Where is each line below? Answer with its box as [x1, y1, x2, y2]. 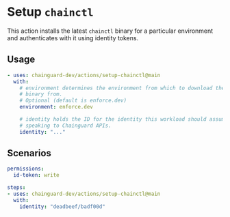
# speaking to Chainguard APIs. [19, 122, 112, 129]
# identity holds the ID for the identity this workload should [19, 116, 207, 123]
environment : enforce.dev [19, 104, 94, 111]
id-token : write [13, 172, 60, 179]
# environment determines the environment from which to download [19, 85, 213, 91]
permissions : [7, 165, 44, 173]
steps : [7, 184, 26, 191]
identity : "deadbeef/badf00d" [19, 203, 106, 210]
